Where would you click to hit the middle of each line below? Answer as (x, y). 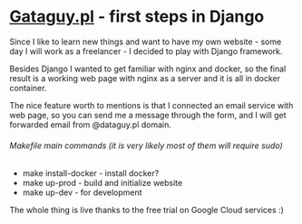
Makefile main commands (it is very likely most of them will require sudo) (146, 145)
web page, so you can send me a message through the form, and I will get (148, 115)
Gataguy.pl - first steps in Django (137, 17)
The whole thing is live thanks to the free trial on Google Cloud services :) (146, 210)
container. (28, 88)
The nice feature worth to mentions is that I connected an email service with (151, 105)
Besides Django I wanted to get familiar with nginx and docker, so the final (148, 69)
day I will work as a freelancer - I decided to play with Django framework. (146, 51)
